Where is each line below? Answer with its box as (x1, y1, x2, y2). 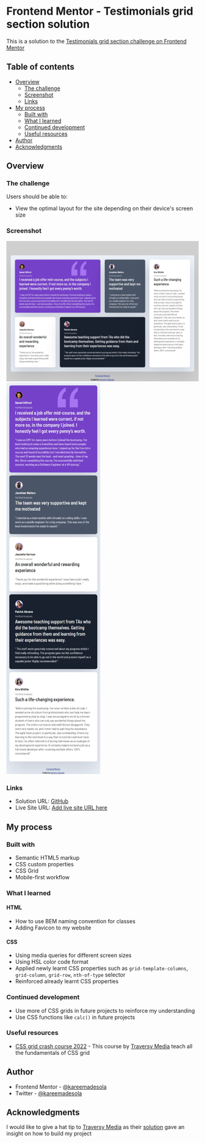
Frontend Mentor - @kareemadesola (15, 1083, 107, 1090)
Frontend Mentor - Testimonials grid (6, 4, 193, 18)
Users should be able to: (6, 193, 68, 200)
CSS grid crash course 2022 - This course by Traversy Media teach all (15, 1042, 193, 1050)
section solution (6, 17, 90, 31)
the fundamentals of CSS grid (15, 1049, 90, 1056)
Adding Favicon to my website (15, 924, 92, 931)
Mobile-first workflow (15, 873, 70, 881)
